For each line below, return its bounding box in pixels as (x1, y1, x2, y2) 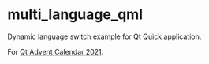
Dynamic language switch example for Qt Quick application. (7, 32, 202, 41)
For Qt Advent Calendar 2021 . (7, 47, 104, 56)
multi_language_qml (7, 6, 144, 24)
